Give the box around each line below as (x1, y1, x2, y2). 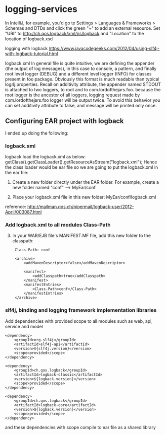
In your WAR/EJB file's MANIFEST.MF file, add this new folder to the (12, 232, 151, 239)
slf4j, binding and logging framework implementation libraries (5, 307, 157, 314)
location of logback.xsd (5, 36, 53, 42)
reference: (5, 204, 26, 210)
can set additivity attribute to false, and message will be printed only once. (5, 102, 157, 108)
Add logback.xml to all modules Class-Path (5, 221, 111, 228)
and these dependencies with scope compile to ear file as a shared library (5, 424, 156, 430)
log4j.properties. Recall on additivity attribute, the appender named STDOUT (5, 81, 161, 87)
